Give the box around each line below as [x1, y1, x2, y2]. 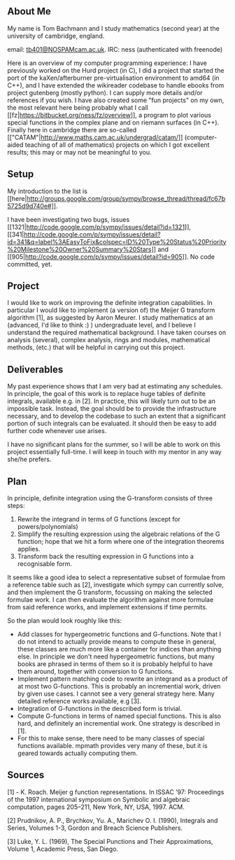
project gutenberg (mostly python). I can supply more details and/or [7, 88, 203, 97]
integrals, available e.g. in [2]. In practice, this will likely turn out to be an [7, 397, 215, 405]
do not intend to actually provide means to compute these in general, [17, 637, 217, 646]
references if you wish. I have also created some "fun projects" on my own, [7, 96, 225, 104]
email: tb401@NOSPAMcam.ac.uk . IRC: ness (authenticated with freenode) [7, 45, 223, 53]
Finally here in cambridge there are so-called [7, 125, 137, 134]
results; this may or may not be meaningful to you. [7, 148, 152, 156]
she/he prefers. [7, 455, 52, 464]
